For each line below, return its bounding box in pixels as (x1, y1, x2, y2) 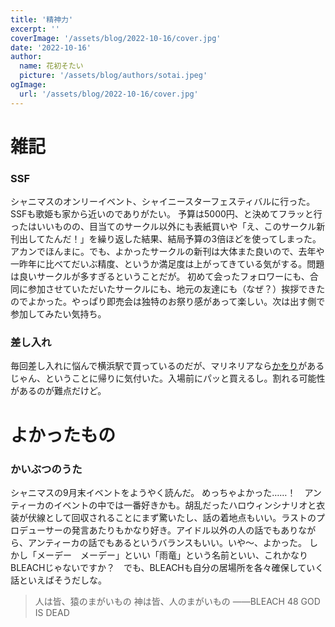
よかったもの (10, 424, 117, 446)
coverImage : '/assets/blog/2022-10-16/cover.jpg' (10, 33, 222, 43)
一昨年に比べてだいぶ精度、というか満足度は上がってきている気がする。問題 (10, 258, 325, 270)
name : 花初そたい (19, 61, 84, 71)
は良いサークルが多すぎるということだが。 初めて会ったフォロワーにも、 (10, 271, 310, 283)
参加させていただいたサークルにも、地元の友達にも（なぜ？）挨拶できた (27, 283, 326, 295)
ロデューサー (10, 524, 63, 536)
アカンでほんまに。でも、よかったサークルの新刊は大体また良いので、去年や (10, 246, 325, 258)
